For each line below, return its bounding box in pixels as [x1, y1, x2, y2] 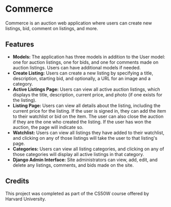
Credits [5, 177, 30, 186]
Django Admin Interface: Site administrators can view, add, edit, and [12, 157, 158, 163]
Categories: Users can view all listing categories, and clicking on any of [12, 146, 164, 152]
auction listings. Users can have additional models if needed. [12, 64, 141, 70]
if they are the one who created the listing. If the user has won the [12, 118, 152, 125]
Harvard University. [5, 196, 46, 202]
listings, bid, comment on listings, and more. [5, 25, 99, 31]
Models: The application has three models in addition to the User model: [12, 54, 165, 60]
